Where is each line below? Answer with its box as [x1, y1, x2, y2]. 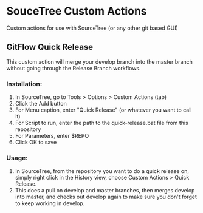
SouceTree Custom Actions [6, 4, 147, 18]
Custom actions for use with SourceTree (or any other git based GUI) [6, 24, 178, 32]
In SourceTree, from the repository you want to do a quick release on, [15, 167, 190, 175]
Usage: [6, 154, 29, 162]
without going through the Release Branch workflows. [6, 64, 141, 72]
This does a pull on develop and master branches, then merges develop [15, 187, 195, 194]
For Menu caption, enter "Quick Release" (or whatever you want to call [15, 106, 192, 113]
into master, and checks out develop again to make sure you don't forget [15, 193, 198, 201]
